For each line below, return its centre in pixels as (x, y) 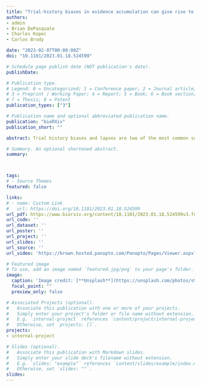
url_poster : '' (25, 231)
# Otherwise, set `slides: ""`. (49, 369)
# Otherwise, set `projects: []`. (52, 325)
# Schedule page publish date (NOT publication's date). (79, 66)
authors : (17, 17)
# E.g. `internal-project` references (57, 319)
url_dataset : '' (26, 226)
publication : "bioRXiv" (36, 121)
